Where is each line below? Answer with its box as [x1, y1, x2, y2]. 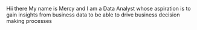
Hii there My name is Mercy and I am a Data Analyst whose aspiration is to [6, 5, 192, 12]
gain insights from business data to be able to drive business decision [6, 11, 180, 18]
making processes [6, 18, 53, 24]
